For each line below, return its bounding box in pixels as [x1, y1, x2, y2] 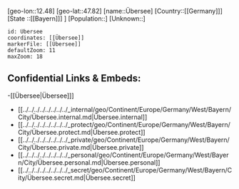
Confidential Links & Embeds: [7, 72, 141, 85]
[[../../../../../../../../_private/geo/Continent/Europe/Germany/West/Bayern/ [17, 136, 230, 144]
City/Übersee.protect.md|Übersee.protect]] [17, 128, 146, 136]
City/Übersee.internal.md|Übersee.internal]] [17, 113, 148, 121]
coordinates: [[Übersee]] [7, 34, 84, 41]
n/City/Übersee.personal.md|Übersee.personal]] [17, 158, 161, 167]
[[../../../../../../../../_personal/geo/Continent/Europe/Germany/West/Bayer [17, 150, 230, 159]
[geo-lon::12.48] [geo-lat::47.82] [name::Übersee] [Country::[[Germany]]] [7, 7, 223, 15]
